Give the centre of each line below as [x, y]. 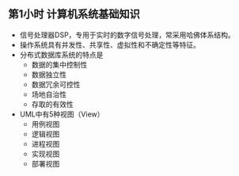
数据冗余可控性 [56, 84]
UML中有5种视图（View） [62, 114]
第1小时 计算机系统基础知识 [74, 14]
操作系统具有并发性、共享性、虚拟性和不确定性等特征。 [110, 44]
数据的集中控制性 [59, 64]
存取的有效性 [52, 104]
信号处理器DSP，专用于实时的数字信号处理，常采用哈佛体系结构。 [127, 35]
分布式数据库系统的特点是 [61, 55]
